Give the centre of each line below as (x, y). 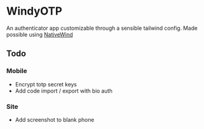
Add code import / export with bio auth (64, 91)
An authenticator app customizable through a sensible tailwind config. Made (102, 28)
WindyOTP (34, 11)
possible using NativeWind (40, 34)
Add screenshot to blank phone (55, 119)
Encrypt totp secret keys (46, 84)
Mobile (17, 71)
